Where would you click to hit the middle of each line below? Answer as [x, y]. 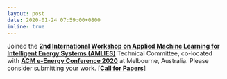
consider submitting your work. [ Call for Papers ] [77, 68]
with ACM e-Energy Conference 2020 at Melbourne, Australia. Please [108, 61]
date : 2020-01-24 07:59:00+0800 [54, 20]
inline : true [26, 26]
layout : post [26, 14]
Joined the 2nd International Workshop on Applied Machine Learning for [113, 46]
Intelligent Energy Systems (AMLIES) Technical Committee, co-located [110, 53]
